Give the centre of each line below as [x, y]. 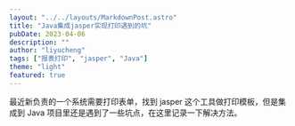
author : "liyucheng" [48, 51]
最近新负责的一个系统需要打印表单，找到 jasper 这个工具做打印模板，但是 [144, 101]
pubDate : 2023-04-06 [48, 34]
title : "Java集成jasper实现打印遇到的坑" [80, 26]
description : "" [39, 42]
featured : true [37, 75]
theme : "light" [37, 67]
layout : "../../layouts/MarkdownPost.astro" [93, 17]
